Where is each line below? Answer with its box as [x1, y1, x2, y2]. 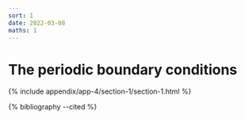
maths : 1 [8, 26, 37, 34]
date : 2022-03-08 [8, 19, 66, 27]
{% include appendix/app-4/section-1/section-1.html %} [8, 86, 192, 96]
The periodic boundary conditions [8, 60, 238, 79]
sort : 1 [8, 11, 34, 20]
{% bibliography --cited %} [8, 102, 98, 112]
